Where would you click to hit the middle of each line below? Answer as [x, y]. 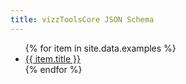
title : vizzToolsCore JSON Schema [82, 19]
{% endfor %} [53, 69]
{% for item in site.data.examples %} [100, 48]
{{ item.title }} [52, 58]
